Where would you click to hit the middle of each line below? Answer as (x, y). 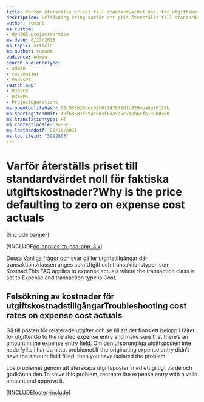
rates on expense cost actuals (64, 315)
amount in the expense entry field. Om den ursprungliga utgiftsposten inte (99, 343)
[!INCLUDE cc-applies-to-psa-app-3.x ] (54, 246)
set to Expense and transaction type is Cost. (62, 278)
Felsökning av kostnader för (60, 297)
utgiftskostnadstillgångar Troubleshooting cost (97, 306)
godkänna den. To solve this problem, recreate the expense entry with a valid (102, 374)
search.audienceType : (34, 63)
